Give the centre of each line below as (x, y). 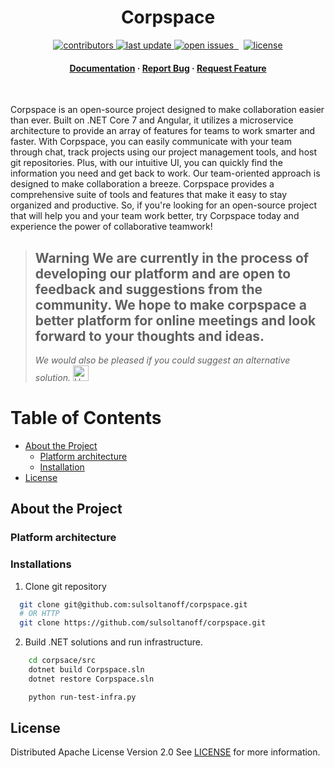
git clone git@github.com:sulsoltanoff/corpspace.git (133, 604)
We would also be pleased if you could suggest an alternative (162, 360)
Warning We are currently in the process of (172, 257)
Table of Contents (86, 418)
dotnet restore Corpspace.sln (91, 679)
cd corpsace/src (62, 661)
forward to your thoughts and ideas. (149, 336)
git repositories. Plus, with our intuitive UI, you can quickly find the (146, 163)
